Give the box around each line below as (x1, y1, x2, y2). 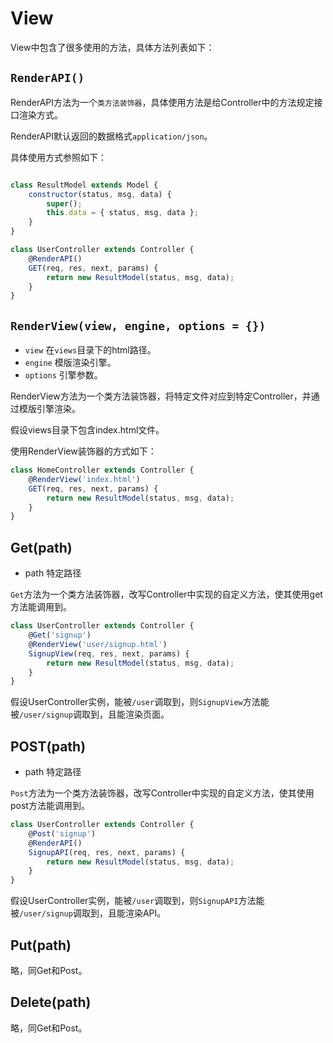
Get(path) (10, 539, 73, 556)
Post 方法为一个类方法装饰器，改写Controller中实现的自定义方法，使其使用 (10, 787, 315, 799)
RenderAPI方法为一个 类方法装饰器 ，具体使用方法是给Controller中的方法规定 (10, 96, 315, 108)
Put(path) (10, 937, 72, 954)
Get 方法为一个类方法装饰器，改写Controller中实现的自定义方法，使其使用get (10, 588, 323, 601)
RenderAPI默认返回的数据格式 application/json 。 (10, 130, 213, 142)
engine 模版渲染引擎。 (24, 357, 117, 369)
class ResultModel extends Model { (10, 180, 159, 190)
